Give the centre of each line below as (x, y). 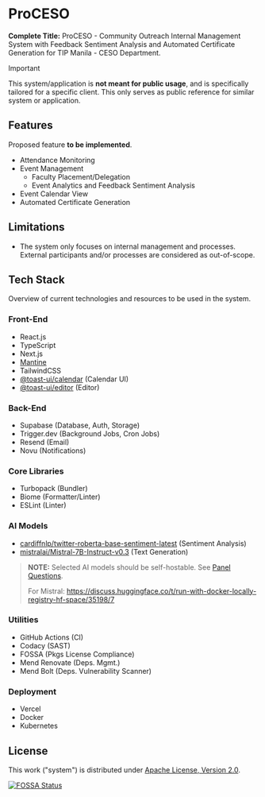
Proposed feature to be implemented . (70, 145)
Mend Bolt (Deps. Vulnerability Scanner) (86, 671)
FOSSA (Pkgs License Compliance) (77, 654)
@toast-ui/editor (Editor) (60, 387)
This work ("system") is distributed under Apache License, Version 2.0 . (124, 770)
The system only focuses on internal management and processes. (128, 246)
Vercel (30, 709)
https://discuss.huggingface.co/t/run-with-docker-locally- (161, 591)
